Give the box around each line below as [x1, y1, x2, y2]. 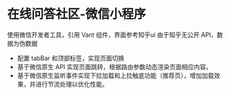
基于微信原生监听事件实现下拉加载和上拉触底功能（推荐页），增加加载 [17, 71, 214, 80]
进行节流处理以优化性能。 [35, 80, 108, 88]
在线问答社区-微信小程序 [7, 6, 146, 22]
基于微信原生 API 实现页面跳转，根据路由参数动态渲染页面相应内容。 [17, 62, 213, 71]
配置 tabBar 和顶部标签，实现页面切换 [17, 53, 125, 62]
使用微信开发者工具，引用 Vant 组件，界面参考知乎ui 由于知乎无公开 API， [7, 31, 218, 39]
